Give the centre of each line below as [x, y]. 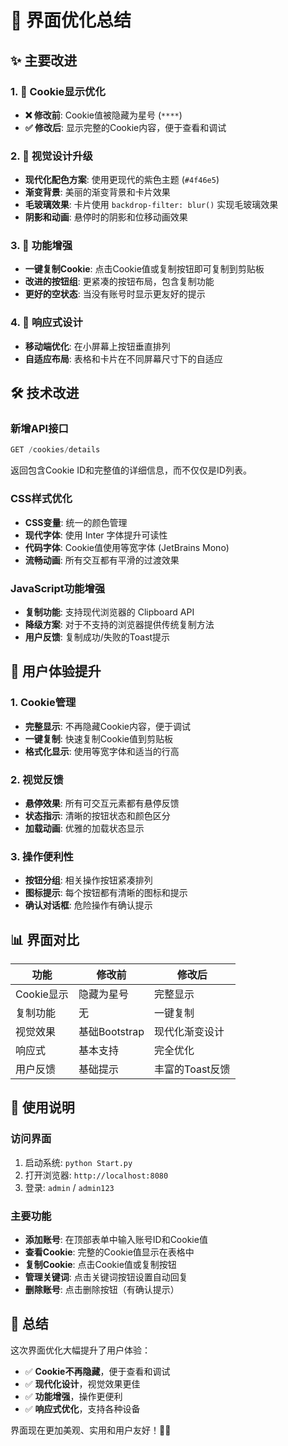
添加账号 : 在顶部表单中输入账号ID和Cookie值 [116, 1239]
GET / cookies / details [55, 450]
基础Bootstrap [111, 1032]
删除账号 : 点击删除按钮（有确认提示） [102, 1289]
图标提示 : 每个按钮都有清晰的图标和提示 [106, 893]
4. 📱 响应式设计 [46, 323]
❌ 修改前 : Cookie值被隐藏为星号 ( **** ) [103, 115]
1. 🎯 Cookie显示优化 [58, 91]
